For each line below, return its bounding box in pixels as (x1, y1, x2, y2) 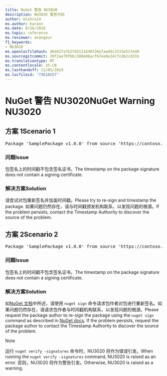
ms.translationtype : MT (5, 58, 55, 63)
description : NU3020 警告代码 (5, 12, 65, 17)
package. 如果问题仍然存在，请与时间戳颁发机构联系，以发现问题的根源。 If (5, 203, 160, 209)
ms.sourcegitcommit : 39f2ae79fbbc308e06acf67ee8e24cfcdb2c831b (5, 53, 140, 59)
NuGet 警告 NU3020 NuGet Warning (5, 95, 156, 107)
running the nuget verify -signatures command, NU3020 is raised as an (5, 354, 156, 360)
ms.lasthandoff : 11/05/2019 (5, 68, 64, 73)
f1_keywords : (5, 40, 32, 45)
